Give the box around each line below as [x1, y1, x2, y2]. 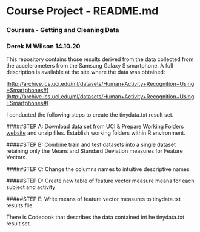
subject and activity [6, 184, 56, 191]
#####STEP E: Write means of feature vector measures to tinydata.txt [6, 195, 181, 203]
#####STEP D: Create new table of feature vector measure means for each [6, 177, 195, 185]
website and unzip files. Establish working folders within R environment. [6, 129, 186, 137]
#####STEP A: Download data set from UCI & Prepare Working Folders [6, 123, 184, 130]
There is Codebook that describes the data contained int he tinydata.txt [6, 213, 185, 221]
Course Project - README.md [6, 4, 159, 18]
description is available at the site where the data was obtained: [6, 68, 165, 76]
